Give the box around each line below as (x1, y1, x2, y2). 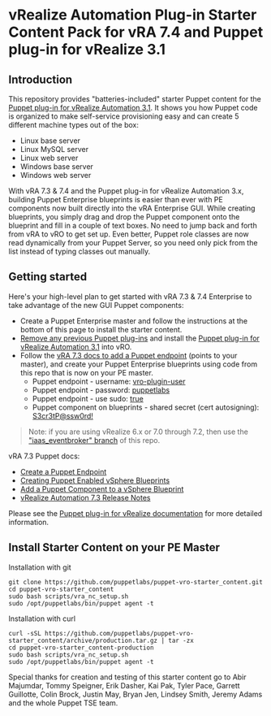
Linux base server (19, 136, 81, 145)
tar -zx (167, 636, 195, 644)
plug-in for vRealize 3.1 (8, 41, 166, 59)
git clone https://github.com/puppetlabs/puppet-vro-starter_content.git (8, 578, 264, 586)
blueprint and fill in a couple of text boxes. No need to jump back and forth (8, 221, 257, 230)
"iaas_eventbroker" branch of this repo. (28, 435, 161, 445)
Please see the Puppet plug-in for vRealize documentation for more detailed (8, 508, 263, 518)
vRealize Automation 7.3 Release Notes (19, 493, 151, 502)
